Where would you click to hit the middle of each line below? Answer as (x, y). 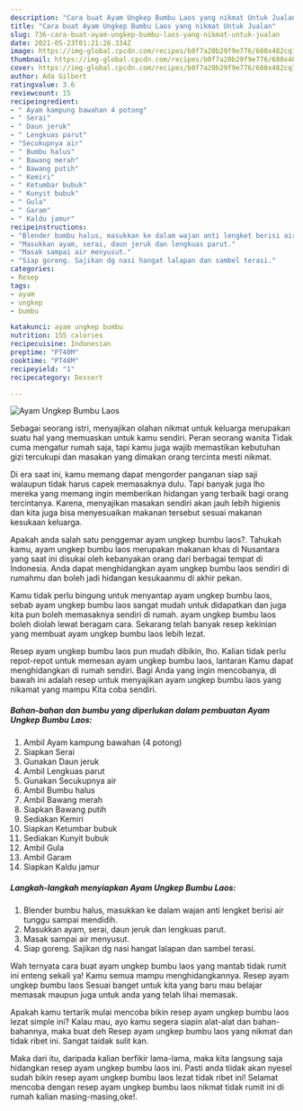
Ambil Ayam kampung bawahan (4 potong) (102, 742)
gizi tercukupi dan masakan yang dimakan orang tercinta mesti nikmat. (141, 457)
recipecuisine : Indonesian (61, 344)
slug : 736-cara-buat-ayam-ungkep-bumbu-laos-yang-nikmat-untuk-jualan (145, 34)
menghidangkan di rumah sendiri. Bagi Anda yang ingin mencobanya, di (143, 670)
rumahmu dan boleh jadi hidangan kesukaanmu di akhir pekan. (126, 578)
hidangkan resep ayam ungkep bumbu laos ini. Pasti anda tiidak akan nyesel (151, 1068)
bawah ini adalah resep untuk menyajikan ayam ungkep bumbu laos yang (146, 680)
